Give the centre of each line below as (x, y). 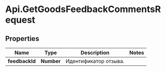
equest (20, 20)
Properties (22, 39)
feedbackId (22, 61)
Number (50, 61)
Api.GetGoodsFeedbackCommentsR (83, 9)
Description (95, 53)
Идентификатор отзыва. (95, 61)
